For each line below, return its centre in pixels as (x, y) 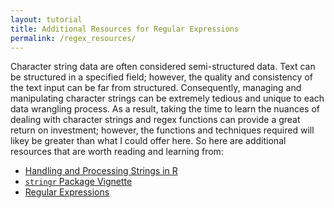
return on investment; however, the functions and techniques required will (162, 130)
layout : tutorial (46, 19)
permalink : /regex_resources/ (73, 38)
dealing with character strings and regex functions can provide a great (155, 120)
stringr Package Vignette (78, 182)
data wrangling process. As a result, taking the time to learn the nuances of (165, 109)
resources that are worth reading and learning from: (117, 152)
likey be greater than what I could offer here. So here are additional (148, 141)
